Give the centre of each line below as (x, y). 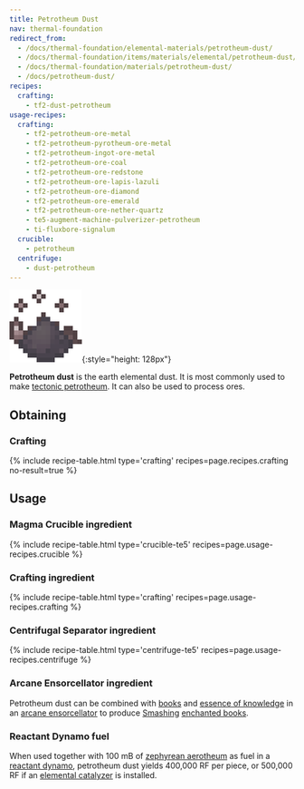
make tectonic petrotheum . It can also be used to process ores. (128, 386)
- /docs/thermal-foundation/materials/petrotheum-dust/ (125, 67)
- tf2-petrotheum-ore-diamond (83, 191)
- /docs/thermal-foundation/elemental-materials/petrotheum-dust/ (145, 48)
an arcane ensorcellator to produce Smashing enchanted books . (129, 713)
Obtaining (38, 415)
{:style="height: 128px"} (127, 359)
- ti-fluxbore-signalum (71, 230)
